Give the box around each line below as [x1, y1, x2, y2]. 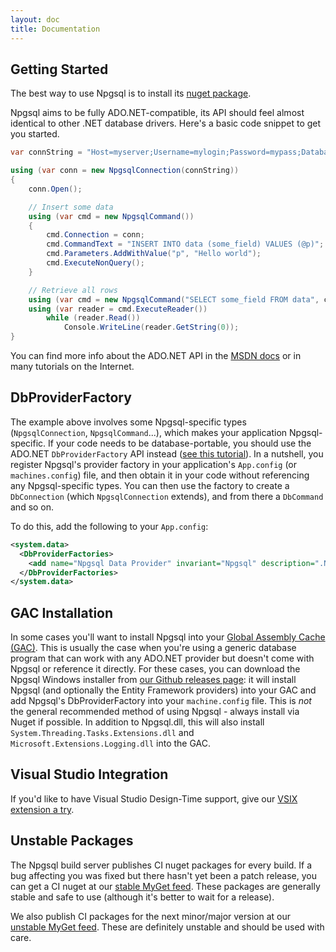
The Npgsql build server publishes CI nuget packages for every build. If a [10, 859, 313, 871]
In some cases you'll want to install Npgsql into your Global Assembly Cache [10, 631, 326, 643]
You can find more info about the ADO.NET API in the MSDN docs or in [10, 350, 302, 362]
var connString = [10, 147, 83, 158]
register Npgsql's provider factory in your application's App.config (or [10, 458, 298, 470]
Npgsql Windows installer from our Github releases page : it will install [10, 674, 297, 686]
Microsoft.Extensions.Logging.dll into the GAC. [10, 737, 211, 750]
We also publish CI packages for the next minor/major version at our [10, 910, 291, 922]
